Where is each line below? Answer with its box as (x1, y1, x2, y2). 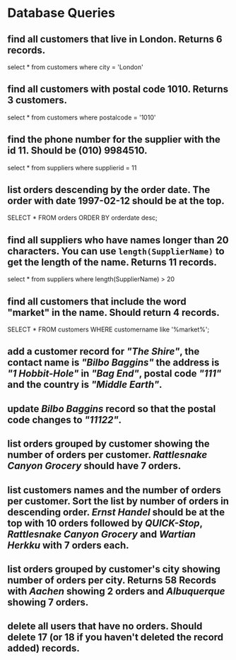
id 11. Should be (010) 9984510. (7, 145, 148, 157)
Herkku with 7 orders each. (7, 539, 129, 551)
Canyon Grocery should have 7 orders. (7, 460, 182, 472)
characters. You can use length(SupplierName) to (7, 245, 225, 257)
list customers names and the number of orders (7, 484, 221, 496)
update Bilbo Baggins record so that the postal (7, 403, 216, 415)
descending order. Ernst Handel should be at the (7, 506, 225, 518)
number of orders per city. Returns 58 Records (7, 574, 217, 587)
